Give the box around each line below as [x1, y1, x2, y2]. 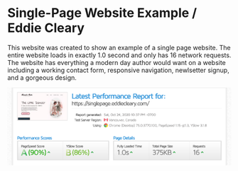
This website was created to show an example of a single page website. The [7, 43, 231, 52]
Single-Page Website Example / [7, 5, 198, 21]
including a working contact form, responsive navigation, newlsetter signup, [7, 66, 229, 74]
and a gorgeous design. [7, 73, 77, 82]
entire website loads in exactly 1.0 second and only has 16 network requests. [7, 51, 232, 59]
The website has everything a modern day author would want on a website [7, 58, 226, 66]
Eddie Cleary [7, 20, 85, 36]
